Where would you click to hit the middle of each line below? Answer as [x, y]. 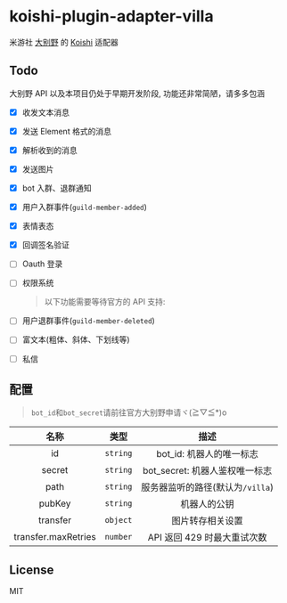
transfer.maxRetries [55, 537]
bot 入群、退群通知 [57, 188]
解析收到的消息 [49, 150]
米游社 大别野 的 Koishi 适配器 [64, 42]
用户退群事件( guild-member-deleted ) [89, 321]
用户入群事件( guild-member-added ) [84, 208]
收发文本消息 [45, 112]
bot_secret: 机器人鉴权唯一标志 [207, 471]
